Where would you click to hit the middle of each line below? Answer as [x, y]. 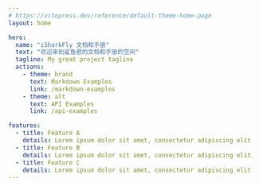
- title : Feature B [48, 148]
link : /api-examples [63, 111]
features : [25, 126]
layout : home [30, 23]
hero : [17, 37]
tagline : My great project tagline [75, 60]
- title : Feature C [48, 163]
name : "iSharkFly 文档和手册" [63, 45]
